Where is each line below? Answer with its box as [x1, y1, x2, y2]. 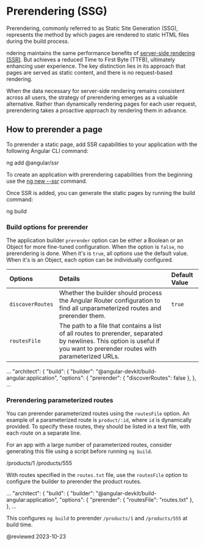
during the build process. [6, 37, 70, 45]
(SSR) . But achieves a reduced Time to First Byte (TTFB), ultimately [6, 56, 175, 63]
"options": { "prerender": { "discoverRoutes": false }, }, [59, 374, 196, 382]
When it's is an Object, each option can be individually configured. [6, 256, 174, 264]
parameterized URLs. [59, 352, 120, 361]
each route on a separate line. [6, 429, 82, 437]
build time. [6, 521, 33, 528]
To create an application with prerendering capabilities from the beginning [6, 171, 193, 178]
